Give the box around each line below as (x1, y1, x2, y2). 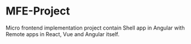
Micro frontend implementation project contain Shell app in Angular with (5, 24, 185, 31)
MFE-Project (5, 4, 70, 18)
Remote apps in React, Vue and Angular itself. (5, 30, 120, 37)
